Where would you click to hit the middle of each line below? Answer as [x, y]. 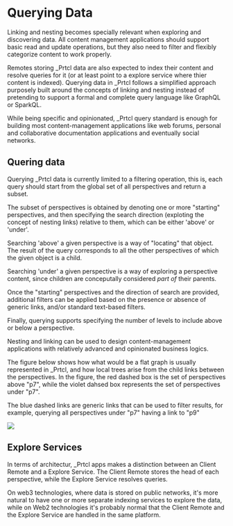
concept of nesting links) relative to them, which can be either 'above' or [111, 222]
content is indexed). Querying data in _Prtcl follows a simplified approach [112, 82]
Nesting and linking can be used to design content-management [99, 341]
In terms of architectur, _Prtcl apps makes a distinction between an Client [112, 464]
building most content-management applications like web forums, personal [114, 125]
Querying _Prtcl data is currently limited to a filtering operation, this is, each [115, 179]
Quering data [36, 162]
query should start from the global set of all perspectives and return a [107, 186]
